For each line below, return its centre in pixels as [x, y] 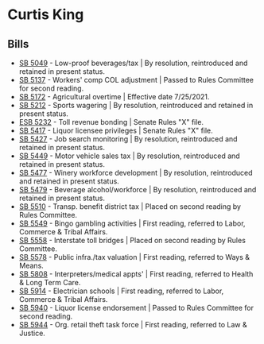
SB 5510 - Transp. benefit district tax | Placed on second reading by [130, 207]
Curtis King [46, 15]
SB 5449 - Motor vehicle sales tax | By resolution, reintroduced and [129, 156]
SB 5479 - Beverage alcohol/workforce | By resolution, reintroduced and [138, 189]
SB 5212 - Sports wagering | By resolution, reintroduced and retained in [136, 105]
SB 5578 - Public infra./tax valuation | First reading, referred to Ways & [134, 257]
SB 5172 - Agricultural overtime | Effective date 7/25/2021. [114, 97]
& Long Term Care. [50, 282]
